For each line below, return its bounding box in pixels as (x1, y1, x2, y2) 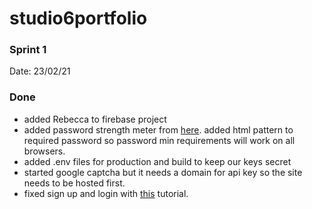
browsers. (23, 145, 66, 157)
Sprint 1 (9, 43, 47, 57)
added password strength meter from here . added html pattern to (23, 123, 294, 136)
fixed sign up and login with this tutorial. (23, 187, 189, 199)
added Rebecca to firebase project (23, 113, 167, 125)
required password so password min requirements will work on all (23, 134, 296, 146)
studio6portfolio (9, 7, 148, 30)
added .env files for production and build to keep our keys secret (23, 155, 292, 167)
